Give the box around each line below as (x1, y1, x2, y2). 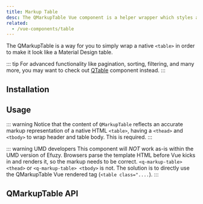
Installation (6, 84, 50, 94)
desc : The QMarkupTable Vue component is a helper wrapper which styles (6, 14, 193, 21)
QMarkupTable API (6, 188, 79, 199)
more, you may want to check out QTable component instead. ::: (6, 67, 166, 74)
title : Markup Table (6, 8, 59, 15)
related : (6, 20, 28, 26)
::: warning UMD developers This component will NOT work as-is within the (6, 145, 194, 153)
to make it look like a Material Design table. (6, 49, 113, 56)
